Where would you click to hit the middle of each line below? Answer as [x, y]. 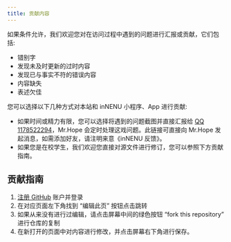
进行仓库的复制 [38, 223]
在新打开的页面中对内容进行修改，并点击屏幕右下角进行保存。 [105, 232]
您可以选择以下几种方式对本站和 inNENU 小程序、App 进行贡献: [98, 106]
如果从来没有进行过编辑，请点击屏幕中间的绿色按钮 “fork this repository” [121, 214]
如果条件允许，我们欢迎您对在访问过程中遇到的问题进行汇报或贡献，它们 [110, 34]
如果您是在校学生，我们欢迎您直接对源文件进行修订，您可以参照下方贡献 [120, 147]
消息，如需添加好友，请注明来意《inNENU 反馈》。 [94, 138]
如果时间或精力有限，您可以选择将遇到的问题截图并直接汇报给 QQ [111, 121]
